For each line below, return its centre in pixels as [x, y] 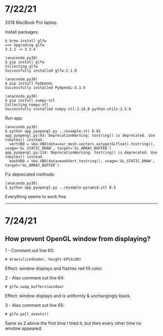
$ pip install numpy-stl [30, 100]
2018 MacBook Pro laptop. [32, 22]
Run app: [14, 118]
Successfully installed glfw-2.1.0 [41, 71]
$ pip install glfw [25, 62]
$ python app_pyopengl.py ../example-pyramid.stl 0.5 [61, 187]
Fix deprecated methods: [30, 174]
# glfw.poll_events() [27, 314]
